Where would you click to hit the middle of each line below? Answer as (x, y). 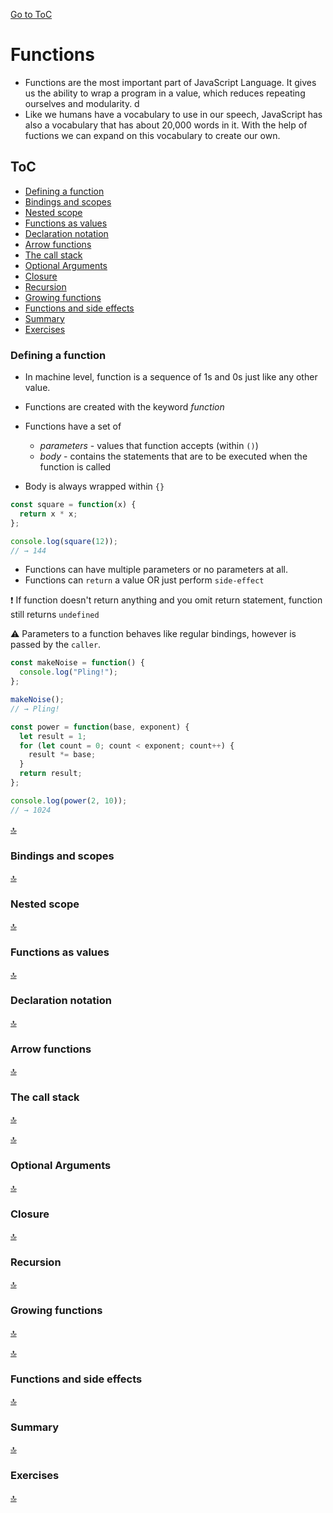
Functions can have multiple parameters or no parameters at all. (156, 570)
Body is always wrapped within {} (94, 486)
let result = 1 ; (53, 736)
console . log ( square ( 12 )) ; (64, 541)
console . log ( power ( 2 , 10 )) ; (69, 800)
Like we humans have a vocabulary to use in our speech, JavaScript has (173, 114)
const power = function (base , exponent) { (100, 727)
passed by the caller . (56, 645)
